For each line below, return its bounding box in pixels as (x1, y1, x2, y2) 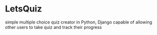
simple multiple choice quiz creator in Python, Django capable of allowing (5, 19, 152, 25)
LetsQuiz (5, 3, 42, 14)
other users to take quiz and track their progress (5, 24, 102, 30)
